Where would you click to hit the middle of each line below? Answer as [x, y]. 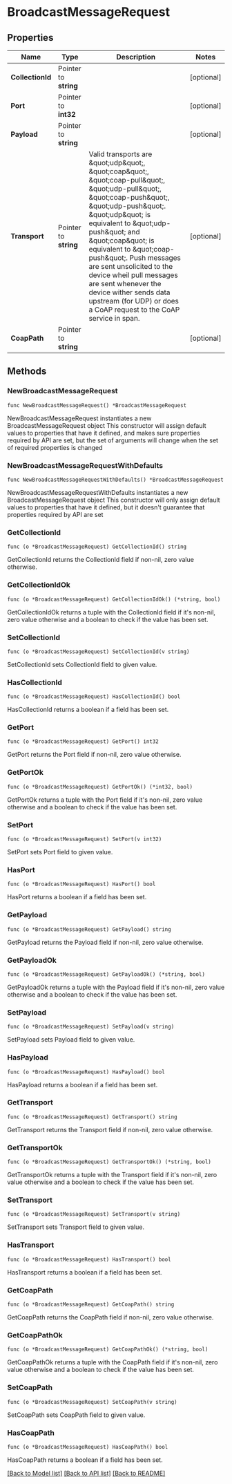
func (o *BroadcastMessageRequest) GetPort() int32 [83, 742]
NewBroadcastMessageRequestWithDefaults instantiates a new [98, 492]
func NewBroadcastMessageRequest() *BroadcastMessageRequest [97, 405]
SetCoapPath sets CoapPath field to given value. [76, 1415]
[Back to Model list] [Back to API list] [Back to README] [86, 1473]
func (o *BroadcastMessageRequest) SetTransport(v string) [94, 1214]
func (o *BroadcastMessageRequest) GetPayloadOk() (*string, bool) [106, 974]
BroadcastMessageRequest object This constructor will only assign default [114, 500]
